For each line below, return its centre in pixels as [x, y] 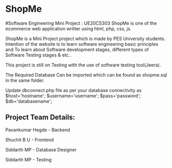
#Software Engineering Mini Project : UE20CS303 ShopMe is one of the [81, 23]
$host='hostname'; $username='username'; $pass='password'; [73, 96]
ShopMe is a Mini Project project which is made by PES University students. [85, 39]
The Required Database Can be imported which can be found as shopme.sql [86, 74]
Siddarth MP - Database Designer [41, 150]
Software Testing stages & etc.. [39, 55]
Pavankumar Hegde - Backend [38, 129]
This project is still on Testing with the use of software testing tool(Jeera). [83, 65]
